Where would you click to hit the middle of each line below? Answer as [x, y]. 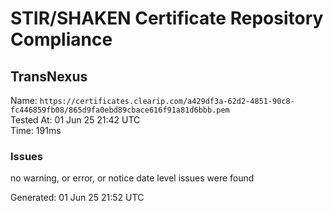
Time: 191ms [36, 130]
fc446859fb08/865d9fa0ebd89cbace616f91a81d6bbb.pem [120, 110]
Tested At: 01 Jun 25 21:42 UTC [75, 120]
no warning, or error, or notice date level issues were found [132, 178]
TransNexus [49, 76]
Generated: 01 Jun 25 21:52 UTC [77, 198]
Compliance [61, 39]
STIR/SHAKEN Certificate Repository [167, 18]
